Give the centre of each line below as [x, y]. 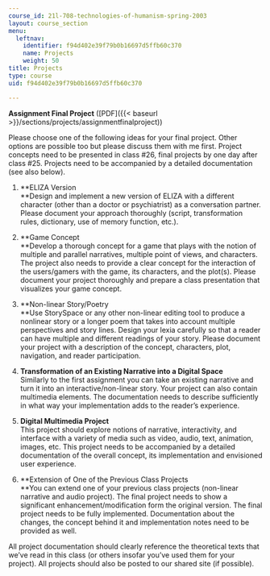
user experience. [48, 463]
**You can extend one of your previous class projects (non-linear [129, 487]
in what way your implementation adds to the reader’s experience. [130, 405]
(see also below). [37, 172]
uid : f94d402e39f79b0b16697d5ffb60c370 [75, 83]
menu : [17, 31]
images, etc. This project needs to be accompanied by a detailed [128, 446]
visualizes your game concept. [71, 288]
